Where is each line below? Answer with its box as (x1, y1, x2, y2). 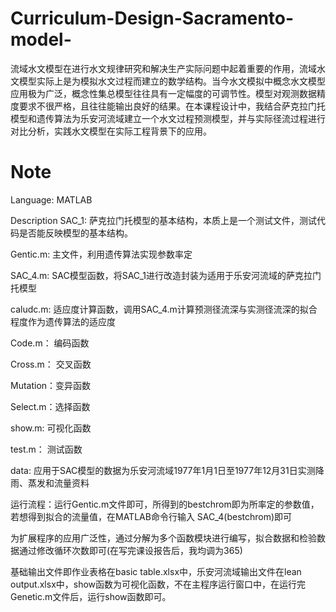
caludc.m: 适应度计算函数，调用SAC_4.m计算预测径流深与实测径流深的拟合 (10, 303, 318, 315)
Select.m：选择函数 (10, 400, 91, 412)
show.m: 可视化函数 (10, 422, 92, 434)
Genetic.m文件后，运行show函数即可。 (10, 590, 172, 602)
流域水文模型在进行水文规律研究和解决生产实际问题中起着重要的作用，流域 (10, 62, 317, 74)
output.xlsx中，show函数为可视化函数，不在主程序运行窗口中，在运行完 (10, 578, 307, 590)
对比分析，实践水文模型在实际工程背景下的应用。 (10, 125, 212, 137)
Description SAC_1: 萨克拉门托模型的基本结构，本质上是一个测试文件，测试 (10, 214, 317, 226)
